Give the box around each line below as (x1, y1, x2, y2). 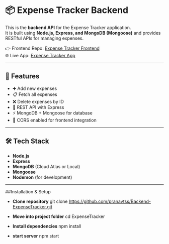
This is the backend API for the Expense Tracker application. (5, 24, 131, 31)
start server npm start (12, 232, 59, 239)
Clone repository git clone (12, 198, 68, 204)
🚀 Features (5, 72, 40, 81)
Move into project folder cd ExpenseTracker (12, 213, 105, 219)
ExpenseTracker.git (12, 203, 53, 209)
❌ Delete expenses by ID (12, 98, 64, 104)
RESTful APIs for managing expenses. (5, 35, 84, 41)
